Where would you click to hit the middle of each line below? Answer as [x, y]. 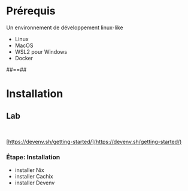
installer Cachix [34, 177]
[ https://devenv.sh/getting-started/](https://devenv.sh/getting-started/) [94, 141]
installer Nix [30, 170]
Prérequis [31, 11]
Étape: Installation [33, 157]
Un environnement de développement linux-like [65, 27]
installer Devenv [35, 183]
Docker [24, 58]
